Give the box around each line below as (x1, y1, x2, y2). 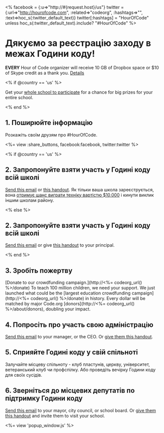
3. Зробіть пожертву (5, 266, 73, 275)
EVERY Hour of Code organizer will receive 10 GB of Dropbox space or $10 (5, 64, 159, 70)
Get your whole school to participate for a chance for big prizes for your (5, 89, 153, 95)
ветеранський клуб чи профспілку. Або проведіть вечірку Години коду (5, 366, 156, 373)
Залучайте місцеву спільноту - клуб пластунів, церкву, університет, (5, 361, 151, 367)
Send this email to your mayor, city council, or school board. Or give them (5, 407, 156, 413)
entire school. (5, 94, 33, 100)
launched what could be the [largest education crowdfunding (5, 290, 131, 296)
